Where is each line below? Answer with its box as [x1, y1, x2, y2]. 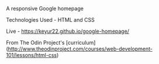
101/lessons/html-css [6, 52, 57, 58]
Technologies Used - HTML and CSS [6, 16, 95, 23]
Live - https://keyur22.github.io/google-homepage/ [6, 28, 130, 35]
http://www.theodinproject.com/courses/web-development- [8, 45, 153, 52]
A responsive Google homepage [6, 5, 84, 12]
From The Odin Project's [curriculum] [6, 39, 96, 46]
